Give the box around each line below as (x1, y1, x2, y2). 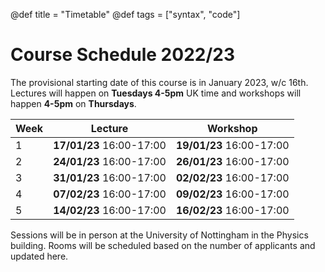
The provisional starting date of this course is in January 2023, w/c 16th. (10, 76, 309, 88)
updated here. (10, 250, 69, 262)
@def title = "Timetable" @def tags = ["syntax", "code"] (10, 9, 241, 20)
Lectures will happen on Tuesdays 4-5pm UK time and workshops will (10, 87, 302, 99)
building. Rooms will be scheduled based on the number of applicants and (10, 239, 316, 251)
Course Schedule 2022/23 (10, 44, 235, 66)
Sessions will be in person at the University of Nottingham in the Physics (10, 229, 309, 241)
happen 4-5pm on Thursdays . (10, 97, 137, 109)
